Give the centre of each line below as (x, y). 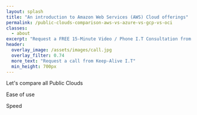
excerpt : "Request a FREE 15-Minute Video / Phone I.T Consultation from (99, 39)
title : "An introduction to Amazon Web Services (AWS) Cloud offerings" (97, 17)
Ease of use (21, 94)
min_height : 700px (34, 66)
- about (21, 34)
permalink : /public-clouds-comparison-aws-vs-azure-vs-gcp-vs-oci (89, 22)
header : (16, 45)
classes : (17, 28)
